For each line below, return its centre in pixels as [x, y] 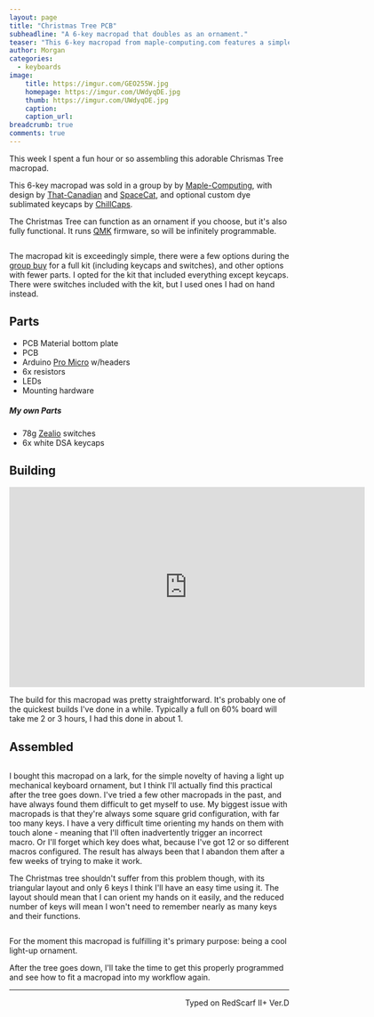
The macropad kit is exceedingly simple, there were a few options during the [150, 255]
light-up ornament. [44, 951]
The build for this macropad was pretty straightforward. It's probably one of [147, 700]
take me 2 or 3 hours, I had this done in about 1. [96, 719]
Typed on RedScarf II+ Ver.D [237, 1003]
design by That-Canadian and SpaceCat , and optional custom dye [130, 194]
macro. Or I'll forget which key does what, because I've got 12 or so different [149, 843]
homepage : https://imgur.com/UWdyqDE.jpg [103, 92]
